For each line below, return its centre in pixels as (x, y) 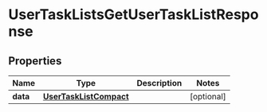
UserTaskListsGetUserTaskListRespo (133, 15)
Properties (35, 61)
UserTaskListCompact (86, 97)
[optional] (208, 97)
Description (159, 83)
